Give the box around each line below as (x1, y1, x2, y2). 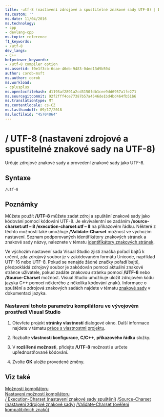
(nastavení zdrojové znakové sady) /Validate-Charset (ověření (5, 401, 129, 407)
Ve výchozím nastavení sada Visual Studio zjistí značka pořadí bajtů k (5, 248, 145, 255)
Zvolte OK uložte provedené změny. (12, 359, 84, 365)
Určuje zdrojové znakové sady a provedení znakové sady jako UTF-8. (5, 160, 145, 166)
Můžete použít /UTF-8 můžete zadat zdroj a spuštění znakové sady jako (5, 213, 150, 219)
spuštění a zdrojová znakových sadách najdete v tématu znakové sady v (5, 285, 150, 291)
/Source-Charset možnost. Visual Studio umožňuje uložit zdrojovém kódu (5, 275, 154, 281)
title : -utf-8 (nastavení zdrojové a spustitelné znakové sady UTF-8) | (5, 7, 156, 12)
